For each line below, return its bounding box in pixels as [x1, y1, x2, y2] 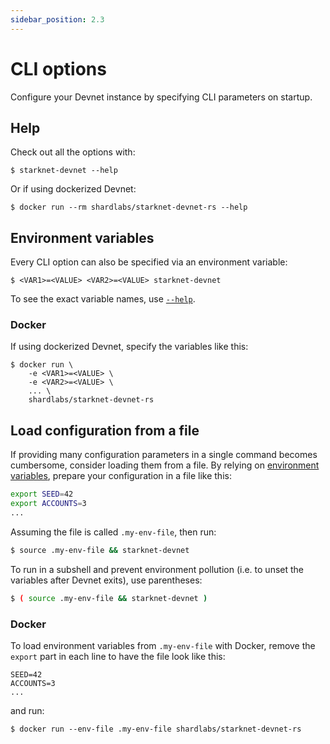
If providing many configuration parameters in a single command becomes [10, 449, 318, 461]
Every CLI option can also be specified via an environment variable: [10, 256, 288, 268]
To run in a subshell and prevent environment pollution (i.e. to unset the [10, 563, 304, 575]
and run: [10, 704, 45, 716]
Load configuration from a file [10, 422, 200, 439]
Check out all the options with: [10, 146, 136, 158]
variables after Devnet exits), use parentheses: [10, 574, 203, 586]
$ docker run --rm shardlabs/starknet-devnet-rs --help [10, 202, 248, 213]
